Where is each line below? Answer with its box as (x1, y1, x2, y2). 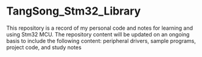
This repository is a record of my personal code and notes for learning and (6, 24, 193, 32)
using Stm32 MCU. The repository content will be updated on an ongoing (6, 30, 190, 38)
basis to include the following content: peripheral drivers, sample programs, (6, 37, 196, 44)
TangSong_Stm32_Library (6, 4, 141, 18)
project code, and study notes (6, 44, 82, 51)
